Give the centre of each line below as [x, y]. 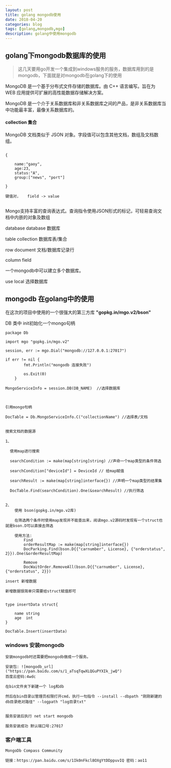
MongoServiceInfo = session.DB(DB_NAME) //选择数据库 [63, 388]
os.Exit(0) [35, 374]
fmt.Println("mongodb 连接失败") [58, 365]
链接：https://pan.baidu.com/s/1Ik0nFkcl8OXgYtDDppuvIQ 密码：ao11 [76, 761]
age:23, [22, 169]
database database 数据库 [33, 228]
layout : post [19, 10]
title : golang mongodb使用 [33, 15]
